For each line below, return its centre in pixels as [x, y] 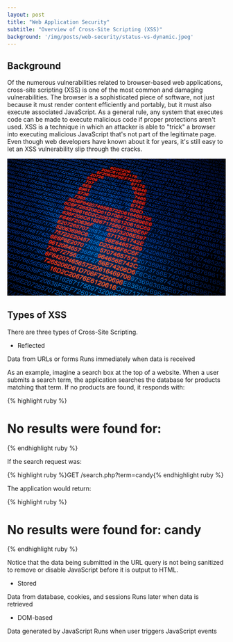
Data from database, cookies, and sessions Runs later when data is [103, 597]
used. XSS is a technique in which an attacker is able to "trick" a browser [111, 127]
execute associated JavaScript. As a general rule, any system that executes [115, 112]
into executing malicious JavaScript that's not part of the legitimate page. [112, 134]
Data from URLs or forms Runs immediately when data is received [101, 359]
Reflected [31, 345]
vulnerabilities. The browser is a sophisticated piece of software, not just [111, 97]
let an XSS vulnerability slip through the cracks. [75, 149]
